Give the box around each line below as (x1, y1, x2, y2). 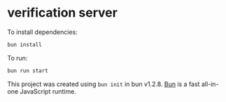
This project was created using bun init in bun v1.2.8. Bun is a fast (7, 80, 200, 88)
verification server (7, 5, 118, 21)
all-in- (201, 80, 219, 88)
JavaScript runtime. (20, 87, 77, 95)
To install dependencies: (7, 28, 78, 36)
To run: (7, 53, 28, 62)
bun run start (7, 67, 49, 74)
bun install (7, 41, 42, 48)
